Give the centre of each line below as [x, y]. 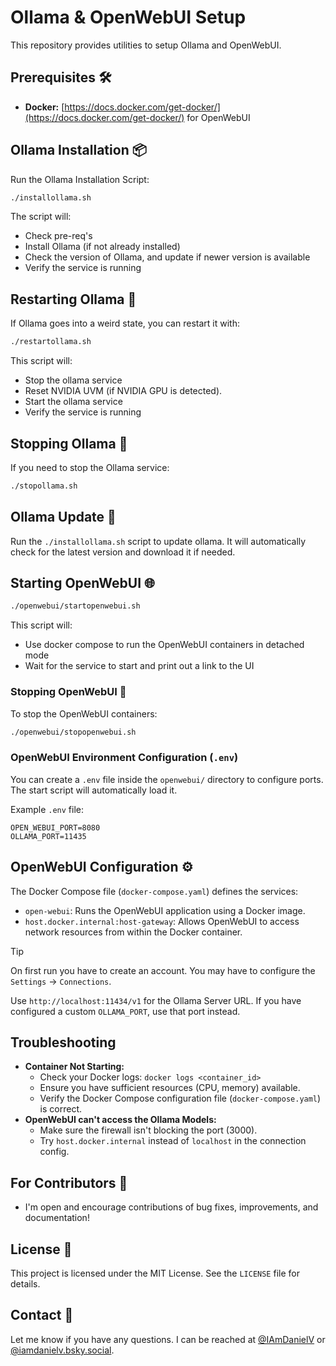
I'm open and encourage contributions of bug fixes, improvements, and [171, 1207]
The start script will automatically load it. [94, 790]
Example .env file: [47, 809]
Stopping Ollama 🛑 [69, 443]
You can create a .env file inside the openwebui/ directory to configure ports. [167, 779]
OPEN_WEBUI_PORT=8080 [55, 827]
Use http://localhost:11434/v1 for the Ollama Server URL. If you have [156, 1000]
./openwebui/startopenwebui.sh [75, 606]
